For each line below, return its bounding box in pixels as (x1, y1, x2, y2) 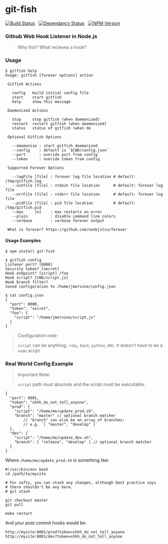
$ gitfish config (5, 257, 42, 262)
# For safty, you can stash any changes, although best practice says (5, 480, 156, 486)
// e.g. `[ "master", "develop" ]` (23, 422, 98, 427)
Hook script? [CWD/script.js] (5, 275, 69, 280)
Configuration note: (17, 332, 58, 338)
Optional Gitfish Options (7, 134, 62, 140)
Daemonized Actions (7, 108, 49, 113)
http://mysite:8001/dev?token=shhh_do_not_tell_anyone (5, 534, 123, 539)
